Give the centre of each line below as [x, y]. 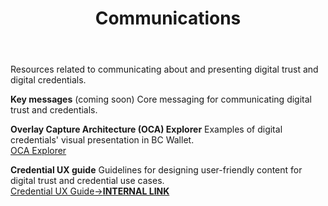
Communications [168, 18]
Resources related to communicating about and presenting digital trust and [164, 69]
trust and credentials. [54, 110]
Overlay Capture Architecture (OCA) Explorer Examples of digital [146, 129]
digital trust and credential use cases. [87, 181]
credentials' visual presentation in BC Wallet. [102, 140]
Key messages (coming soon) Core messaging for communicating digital [161, 99]
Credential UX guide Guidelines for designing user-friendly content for [156, 170]
